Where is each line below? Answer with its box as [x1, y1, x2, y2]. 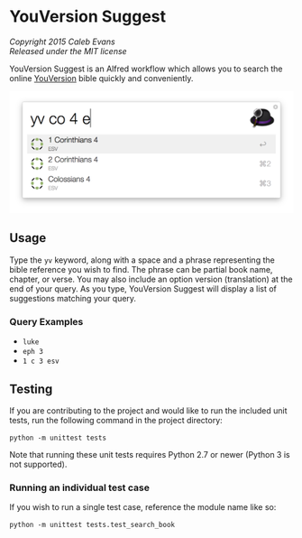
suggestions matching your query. [9, 292, 137, 303]
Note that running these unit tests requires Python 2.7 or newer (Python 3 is [9, 449, 290, 459]
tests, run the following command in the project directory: [9, 414, 223, 425]
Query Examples [9, 315, 84, 328]
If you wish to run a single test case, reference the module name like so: [9, 502, 277, 513]
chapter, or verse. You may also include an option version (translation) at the [9, 274, 293, 284]
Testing [9, 381, 53, 396]
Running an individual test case [9, 481, 151, 494]
